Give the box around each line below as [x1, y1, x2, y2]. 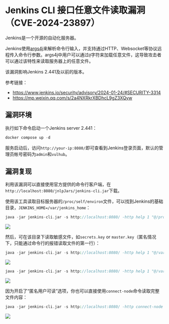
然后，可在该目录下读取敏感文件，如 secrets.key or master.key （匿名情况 [5, 234, 156, 240]
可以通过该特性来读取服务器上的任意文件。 [5, 58, 94, 64]
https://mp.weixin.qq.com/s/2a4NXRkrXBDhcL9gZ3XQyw [12, 95, 132, 101]
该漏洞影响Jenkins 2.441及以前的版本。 [5, 68, 87, 74]
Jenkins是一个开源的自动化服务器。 [5, 35, 79, 41]
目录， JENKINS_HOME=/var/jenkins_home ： [5, 205, 91, 211]
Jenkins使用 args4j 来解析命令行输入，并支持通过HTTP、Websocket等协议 [5, 45, 157, 51]
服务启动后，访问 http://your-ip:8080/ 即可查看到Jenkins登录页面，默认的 [5, 144, 159, 151]
